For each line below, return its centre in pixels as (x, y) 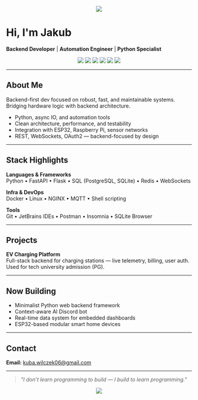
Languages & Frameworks (39, 174)
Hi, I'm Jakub (39, 33)
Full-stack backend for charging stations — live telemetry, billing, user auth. (98, 261)
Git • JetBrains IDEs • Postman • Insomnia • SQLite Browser (79, 216)
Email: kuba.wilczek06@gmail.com (49, 362)
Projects (22, 240)
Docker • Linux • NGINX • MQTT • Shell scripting (66, 199)
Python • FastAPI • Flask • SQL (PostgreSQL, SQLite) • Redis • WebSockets (98, 181)
